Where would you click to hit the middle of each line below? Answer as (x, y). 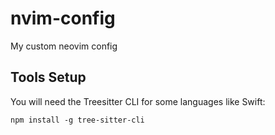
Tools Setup (48, 77)
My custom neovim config (64, 46)
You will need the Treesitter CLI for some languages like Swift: (138, 101)
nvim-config (63, 18)
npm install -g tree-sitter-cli (77, 120)
